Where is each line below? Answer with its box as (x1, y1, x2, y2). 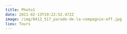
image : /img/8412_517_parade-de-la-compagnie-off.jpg (5, 16, 122, 21)
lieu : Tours (5, 21, 31, 26)
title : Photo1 (5, 7, 36, 12)
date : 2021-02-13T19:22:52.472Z (5, 12, 74, 17)
